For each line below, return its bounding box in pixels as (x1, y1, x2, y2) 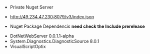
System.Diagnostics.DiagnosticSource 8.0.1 (9, 38, 99, 44)
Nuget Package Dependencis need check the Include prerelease (9, 23, 145, 29)
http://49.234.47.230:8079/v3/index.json (9, 14, 94, 19)
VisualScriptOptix (9, 44, 46, 49)
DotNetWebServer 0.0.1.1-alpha (9, 33, 74, 39)
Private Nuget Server (9, 4, 53, 10)
